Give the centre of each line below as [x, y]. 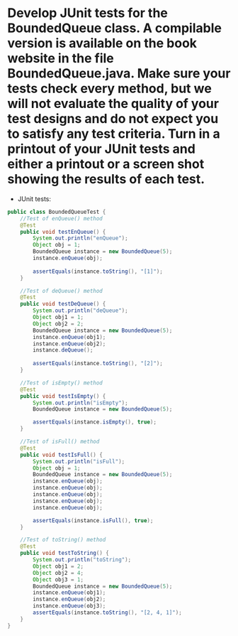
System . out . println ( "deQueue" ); [81, 311]
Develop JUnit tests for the [88, 13]
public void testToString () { [65, 553]
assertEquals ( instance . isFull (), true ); [93, 520]
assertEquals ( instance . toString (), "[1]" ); [98, 271]
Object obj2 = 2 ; [58, 324]
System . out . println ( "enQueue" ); [81, 238]
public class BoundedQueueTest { [57, 212]
